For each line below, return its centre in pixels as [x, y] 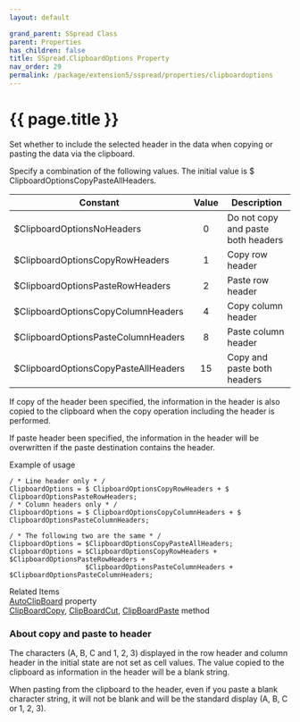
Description [257, 202]
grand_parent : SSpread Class [63, 34]
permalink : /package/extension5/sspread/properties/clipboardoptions [142, 76]
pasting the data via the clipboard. [72, 154]
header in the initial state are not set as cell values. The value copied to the [147, 663]
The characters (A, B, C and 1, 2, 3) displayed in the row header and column [149, 653]
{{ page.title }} [64, 119]
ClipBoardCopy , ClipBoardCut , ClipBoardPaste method [109, 610]
